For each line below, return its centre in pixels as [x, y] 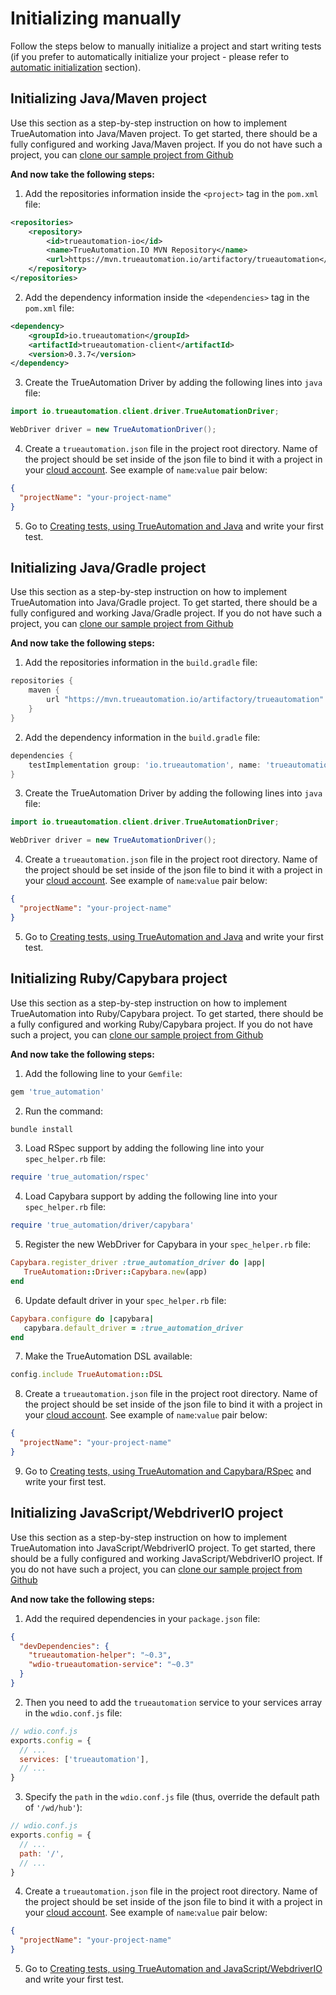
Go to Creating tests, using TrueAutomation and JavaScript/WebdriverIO [173, 1969]
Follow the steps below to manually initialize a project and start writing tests [166, 46]
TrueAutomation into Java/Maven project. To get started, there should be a [164, 133]
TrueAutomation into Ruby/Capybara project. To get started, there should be [167, 1013]
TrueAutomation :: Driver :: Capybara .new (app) [115, 1272]
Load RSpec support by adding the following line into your [144, 1148]
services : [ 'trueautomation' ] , [84, 1759]
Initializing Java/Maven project [109, 98]
